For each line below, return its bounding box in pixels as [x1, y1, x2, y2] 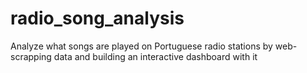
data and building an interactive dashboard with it [53, 50, 258, 62]
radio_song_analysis [10, 7, 185, 30]
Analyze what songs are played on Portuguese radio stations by [10, 40, 273, 52]
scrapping [10, 50, 52, 62]
